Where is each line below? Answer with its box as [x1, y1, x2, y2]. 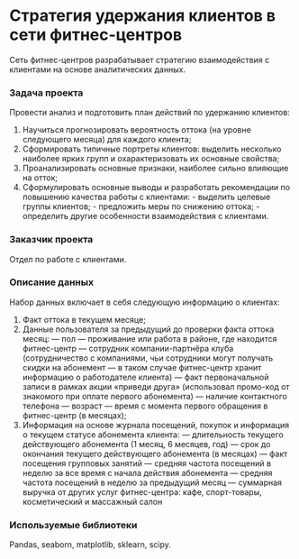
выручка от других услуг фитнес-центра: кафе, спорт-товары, [22, 486, 263, 497]
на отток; [22, 172, 59, 183]
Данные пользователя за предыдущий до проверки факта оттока [22, 324, 275, 334]
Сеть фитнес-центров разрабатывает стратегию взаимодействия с [9, 54, 270, 65]
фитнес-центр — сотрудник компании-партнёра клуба [22, 343, 234, 353]
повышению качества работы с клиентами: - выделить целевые [22, 191, 271, 203]
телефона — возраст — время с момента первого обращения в [22, 400, 268, 411]
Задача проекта [9, 87, 84, 99]
